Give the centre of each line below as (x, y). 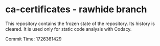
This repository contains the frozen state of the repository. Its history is (80, 24)
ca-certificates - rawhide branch (76, 9)
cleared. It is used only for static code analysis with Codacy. (68, 29)
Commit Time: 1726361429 (34, 39)
